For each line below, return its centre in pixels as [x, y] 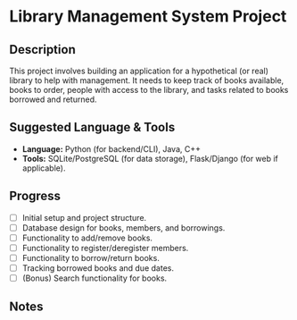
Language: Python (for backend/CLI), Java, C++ [111, 148]
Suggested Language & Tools [92, 127]
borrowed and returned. [53, 99]
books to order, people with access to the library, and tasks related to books [149, 90]
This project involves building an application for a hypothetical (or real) [139, 71]
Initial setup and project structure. [84, 217]
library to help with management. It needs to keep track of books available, [147, 80]
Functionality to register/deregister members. [105, 248]
